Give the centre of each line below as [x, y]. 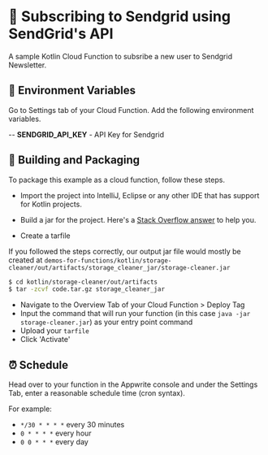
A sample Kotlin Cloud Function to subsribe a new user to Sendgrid [121, 56]
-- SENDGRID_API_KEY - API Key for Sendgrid [86, 134]
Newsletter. [28, 65]
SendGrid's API [61, 34]
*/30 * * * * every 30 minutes [72, 425]
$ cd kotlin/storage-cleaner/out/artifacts [83, 282]
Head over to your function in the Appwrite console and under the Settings [133, 384]
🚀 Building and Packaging [74, 160]
